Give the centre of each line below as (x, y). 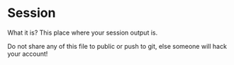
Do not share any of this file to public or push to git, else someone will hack (117, 46)
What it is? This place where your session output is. (83, 32)
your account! (28, 54)
